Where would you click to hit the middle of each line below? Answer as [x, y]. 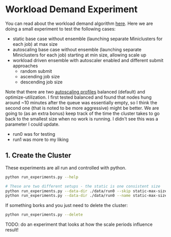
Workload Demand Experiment [72, 9]
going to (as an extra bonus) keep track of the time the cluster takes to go [82, 113]
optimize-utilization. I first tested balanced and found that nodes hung [78, 97]
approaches [25, 66]
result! [12, 230]
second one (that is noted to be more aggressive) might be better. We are [82, 108]
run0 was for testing [34, 134]
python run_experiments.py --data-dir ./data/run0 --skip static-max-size [86, 191]
